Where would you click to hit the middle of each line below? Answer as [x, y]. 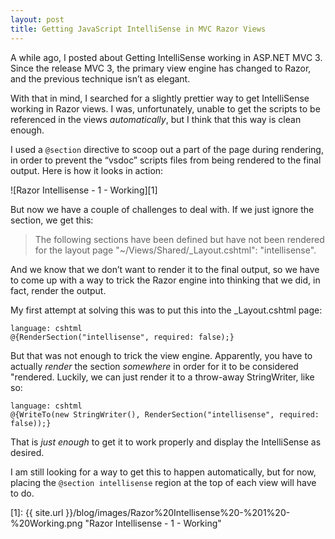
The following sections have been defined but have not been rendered [179, 239]
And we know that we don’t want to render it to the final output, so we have [165, 269]
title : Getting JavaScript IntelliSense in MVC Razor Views [138, 29]
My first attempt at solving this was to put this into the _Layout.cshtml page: [166, 310]
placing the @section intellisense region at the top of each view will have [163, 482]
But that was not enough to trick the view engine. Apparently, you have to [161, 355]
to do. [22, 493]
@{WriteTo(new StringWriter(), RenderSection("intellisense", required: [165, 414]
